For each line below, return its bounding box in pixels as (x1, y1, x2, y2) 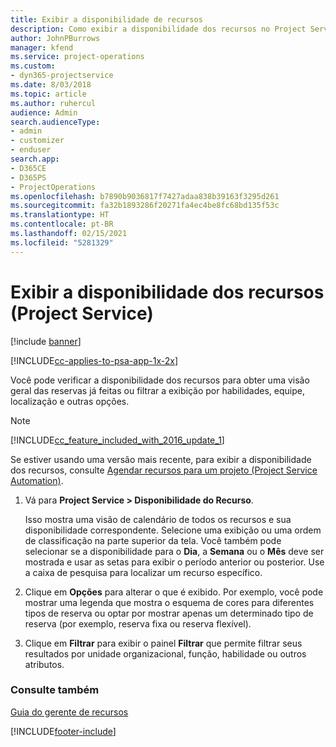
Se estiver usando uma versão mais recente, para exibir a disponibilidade (10, 453, 312, 465)
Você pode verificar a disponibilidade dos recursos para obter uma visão (10, 374, 310, 386)
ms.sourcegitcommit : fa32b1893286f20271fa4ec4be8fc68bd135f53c (10, 201, 280, 211)
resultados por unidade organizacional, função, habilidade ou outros (24, 647, 307, 660)
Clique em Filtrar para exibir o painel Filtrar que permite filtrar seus (24, 637, 303, 649)
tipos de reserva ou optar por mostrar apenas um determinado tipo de (24, 607, 314, 619)
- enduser (10, 145, 52, 155)
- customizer (10, 136, 65, 146)
